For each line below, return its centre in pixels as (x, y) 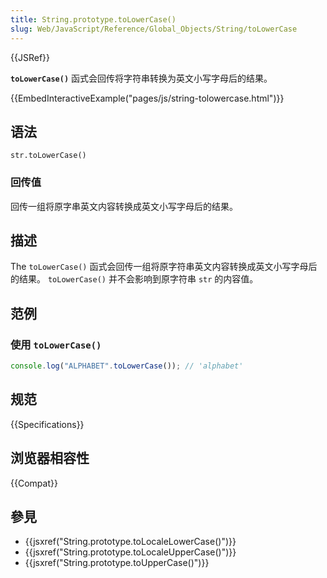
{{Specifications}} (47, 424)
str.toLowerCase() (48, 156)
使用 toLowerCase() (56, 344)
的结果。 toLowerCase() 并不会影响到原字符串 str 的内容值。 (134, 279)
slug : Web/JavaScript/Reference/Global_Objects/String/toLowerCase (154, 29)
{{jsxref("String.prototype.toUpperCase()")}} (117, 563)
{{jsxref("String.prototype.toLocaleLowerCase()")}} (130, 542)
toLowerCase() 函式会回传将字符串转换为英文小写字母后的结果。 (141, 78)
